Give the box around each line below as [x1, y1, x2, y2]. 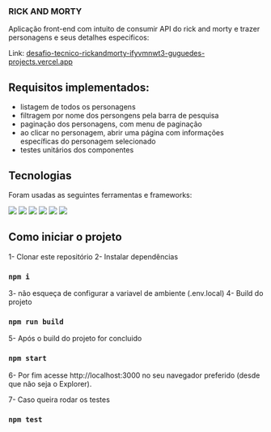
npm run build [8, 317, 64, 326]
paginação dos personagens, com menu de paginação [19, 119, 202, 129]
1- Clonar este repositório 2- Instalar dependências [8, 251, 179, 261]
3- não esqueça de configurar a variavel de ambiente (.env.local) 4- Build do [8, 289, 264, 298]
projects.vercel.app [8, 57, 73, 66]
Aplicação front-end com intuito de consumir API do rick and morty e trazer [8, 24, 260, 34]
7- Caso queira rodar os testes [8, 395, 111, 404]
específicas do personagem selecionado [19, 136, 156, 147]
